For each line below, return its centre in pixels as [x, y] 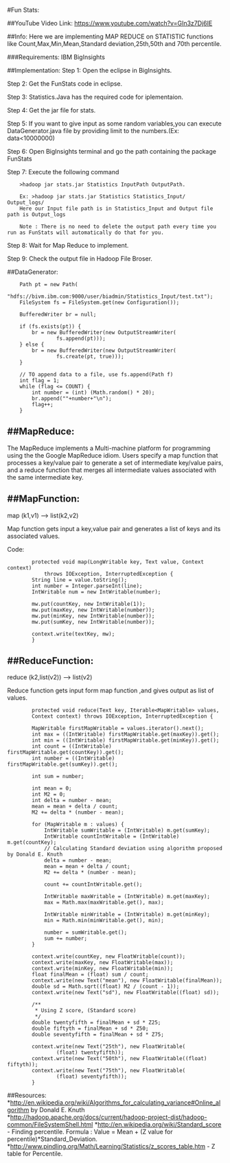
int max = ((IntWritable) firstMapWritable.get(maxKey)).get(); [126, 735]
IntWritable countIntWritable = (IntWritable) [112, 836]
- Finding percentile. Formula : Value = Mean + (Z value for [90, 1132]
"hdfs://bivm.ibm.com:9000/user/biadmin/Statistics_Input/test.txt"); [110, 296]
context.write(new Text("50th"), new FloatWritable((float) [119, 1059]
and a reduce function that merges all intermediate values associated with [112, 470]
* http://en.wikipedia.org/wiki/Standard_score [158, 1125]
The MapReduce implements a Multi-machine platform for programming [109, 448]
